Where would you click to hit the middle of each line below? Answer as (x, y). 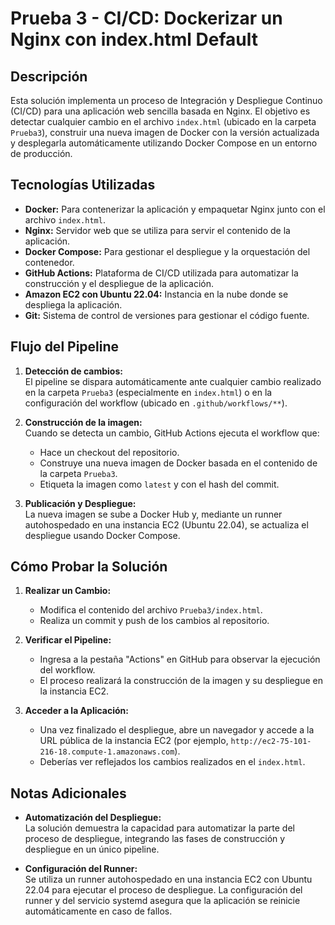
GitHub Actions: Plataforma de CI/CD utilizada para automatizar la (161, 273)
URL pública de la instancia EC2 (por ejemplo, (134, 741)
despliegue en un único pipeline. (92, 849)
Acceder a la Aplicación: (76, 711)
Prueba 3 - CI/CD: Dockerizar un (146, 18)
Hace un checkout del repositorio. (109, 452)
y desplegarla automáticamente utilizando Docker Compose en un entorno (164, 143)
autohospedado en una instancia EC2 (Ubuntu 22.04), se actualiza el (166, 524)
